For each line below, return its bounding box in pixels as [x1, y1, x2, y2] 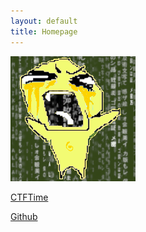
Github [10, 210, 38, 222]
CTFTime [10, 191, 49, 203]
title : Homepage [10, 26, 78, 37]
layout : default [10, 16, 78, 26]
